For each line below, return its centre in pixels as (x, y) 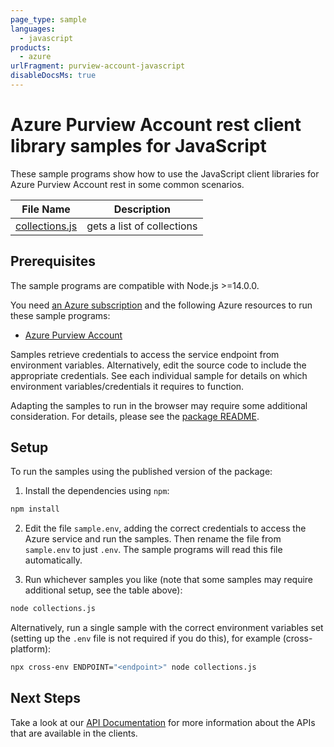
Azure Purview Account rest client (156, 125)
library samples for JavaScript (138, 146)
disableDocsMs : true (53, 76)
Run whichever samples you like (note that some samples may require (169, 580)
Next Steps (45, 698)
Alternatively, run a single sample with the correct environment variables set (167, 628)
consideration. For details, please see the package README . (135, 416)
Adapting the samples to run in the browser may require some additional (159, 405)
